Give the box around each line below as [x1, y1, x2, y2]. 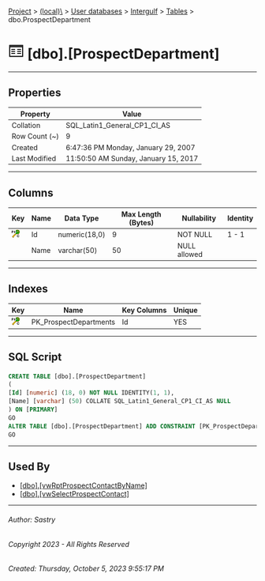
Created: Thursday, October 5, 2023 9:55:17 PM [8, 564, 164, 573]
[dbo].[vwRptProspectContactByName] [19, 481, 147, 490]
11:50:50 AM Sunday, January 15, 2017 [65, 153, 199, 163]
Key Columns [121, 305, 167, 315]
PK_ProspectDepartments [31, 317, 116, 327]
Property [20, 109, 50, 119]
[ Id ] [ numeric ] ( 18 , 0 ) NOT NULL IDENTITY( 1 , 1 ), [8, 389, 175, 397]
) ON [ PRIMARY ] [8, 406, 58, 414]
